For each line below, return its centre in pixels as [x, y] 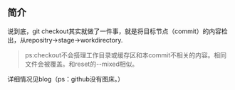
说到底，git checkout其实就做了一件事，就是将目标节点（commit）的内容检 [117, 31]
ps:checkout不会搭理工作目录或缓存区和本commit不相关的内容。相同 [125, 55]
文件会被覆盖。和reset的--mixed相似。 [82, 64]
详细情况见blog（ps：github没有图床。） [66, 79]
